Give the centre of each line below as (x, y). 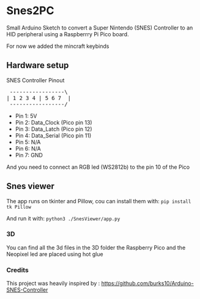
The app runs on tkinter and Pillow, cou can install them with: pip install (99, 201)
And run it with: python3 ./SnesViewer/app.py (63, 218)
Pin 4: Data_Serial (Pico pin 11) (53, 135)
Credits (17, 270)
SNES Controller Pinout (35, 80)
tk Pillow (19, 207)
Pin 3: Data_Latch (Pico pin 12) (54, 129)
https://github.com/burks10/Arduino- (147, 284)
